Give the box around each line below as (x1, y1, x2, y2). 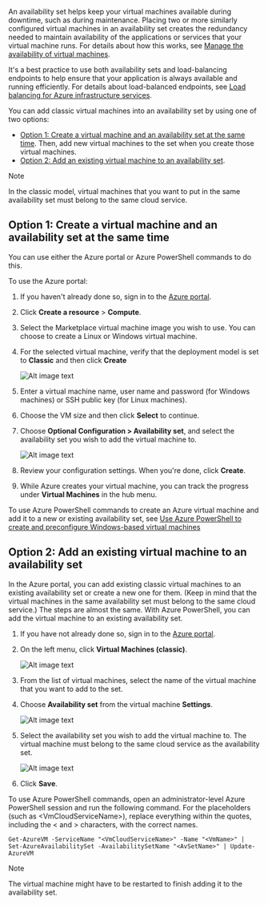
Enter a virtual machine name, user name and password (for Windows (19, 386, 250, 396)
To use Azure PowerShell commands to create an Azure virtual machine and (8, 505, 259, 515)
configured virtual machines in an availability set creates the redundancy (8, 24, 248, 33)
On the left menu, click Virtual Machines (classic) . (19, 644, 188, 654)
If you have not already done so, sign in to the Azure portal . (19, 628, 216, 638)
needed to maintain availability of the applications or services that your (8, 32, 242, 42)
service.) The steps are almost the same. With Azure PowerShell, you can (8, 604, 250, 614)
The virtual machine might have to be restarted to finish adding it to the (8, 879, 242, 888)
